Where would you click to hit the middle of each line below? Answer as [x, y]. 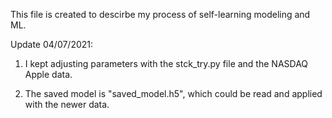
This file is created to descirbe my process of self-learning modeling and [160, 14]
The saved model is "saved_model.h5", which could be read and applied [173, 93]
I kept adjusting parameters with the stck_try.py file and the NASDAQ [166, 63]
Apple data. [48, 74]
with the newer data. [67, 104]
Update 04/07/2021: [52, 44]
